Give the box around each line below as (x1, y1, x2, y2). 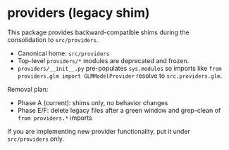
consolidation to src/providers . (7, 35, 99, 43)
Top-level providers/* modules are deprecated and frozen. (17, 56, 190, 64)
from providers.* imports (17, 114, 93, 122)
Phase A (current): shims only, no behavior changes (17, 98, 168, 107)
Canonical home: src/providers (17, 49, 110, 57)
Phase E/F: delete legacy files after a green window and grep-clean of (17, 106, 221, 114)
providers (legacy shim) (7, 5, 150, 21)
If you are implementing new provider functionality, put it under (7, 127, 190, 135)
